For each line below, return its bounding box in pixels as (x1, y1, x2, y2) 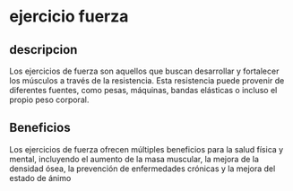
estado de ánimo (9, 172, 72, 183)
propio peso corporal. (9, 94, 90, 105)
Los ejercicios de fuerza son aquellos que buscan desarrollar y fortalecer (9, 65, 280, 76)
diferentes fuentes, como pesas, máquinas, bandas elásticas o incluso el (9, 85, 278, 95)
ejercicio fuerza (9, 6, 129, 27)
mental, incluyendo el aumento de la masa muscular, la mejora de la (9, 153, 260, 164)
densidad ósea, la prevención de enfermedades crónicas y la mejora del (9, 163, 276, 174)
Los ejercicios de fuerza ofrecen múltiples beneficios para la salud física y (9, 143, 284, 154)
